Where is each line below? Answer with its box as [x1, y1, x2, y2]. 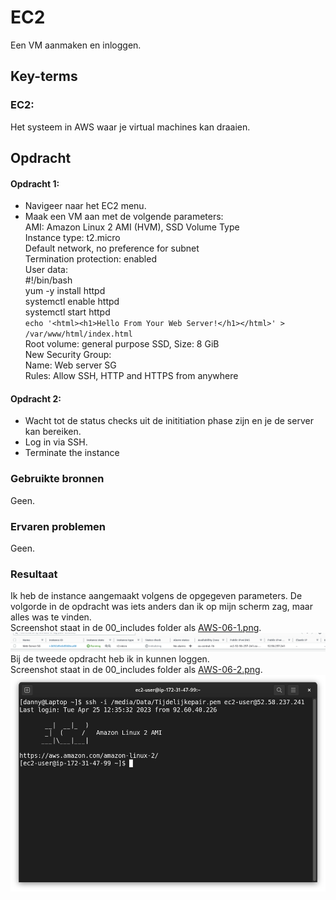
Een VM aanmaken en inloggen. [10, 39, 142, 51]
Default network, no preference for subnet [24, 242, 200, 255]
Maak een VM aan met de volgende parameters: [24, 211, 224, 223]
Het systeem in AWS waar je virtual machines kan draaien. [10, 121, 251, 133]
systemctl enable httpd [24, 296, 120, 308]
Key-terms [10, 68, 78, 85]
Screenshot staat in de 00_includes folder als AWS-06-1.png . [10, 622, 262, 634]
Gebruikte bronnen [10, 472, 105, 486]
